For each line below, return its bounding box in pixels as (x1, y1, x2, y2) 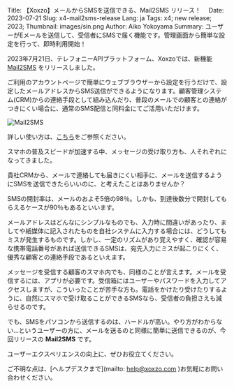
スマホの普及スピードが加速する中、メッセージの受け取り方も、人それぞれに (7, 147, 227, 156)
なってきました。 (7, 156, 56, 164)
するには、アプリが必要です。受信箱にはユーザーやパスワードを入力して (13, 276, 221, 285)
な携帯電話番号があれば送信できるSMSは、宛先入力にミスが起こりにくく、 (7, 244, 223, 253)
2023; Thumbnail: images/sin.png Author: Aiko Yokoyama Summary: (7, 22, 204, 30)
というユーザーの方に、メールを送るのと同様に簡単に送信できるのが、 (18, 327, 220, 334)
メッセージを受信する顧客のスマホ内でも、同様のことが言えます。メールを (7, 268, 221, 276)
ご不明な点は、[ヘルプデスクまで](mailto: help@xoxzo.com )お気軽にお (7, 365, 211, 373)
